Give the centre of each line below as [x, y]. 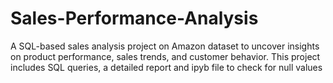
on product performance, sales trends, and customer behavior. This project [165, 56]
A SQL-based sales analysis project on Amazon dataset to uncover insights [165, 46]
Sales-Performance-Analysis [134, 18]
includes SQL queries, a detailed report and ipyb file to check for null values [166, 67]
